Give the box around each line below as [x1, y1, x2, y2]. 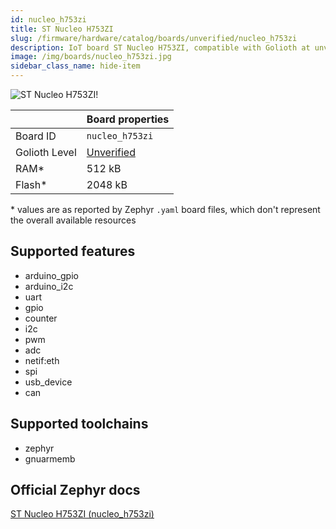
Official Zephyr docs [10, 482, 141, 499]
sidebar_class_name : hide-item [10, 61, 141, 71]
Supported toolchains [10, 416, 149, 433]
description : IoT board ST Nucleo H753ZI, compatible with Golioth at [10, 42, 311, 53]
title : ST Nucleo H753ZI [10, 24, 114, 34]
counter [24, 312, 58, 324]
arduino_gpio [24, 269, 79, 281]
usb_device [24, 376, 73, 388]
